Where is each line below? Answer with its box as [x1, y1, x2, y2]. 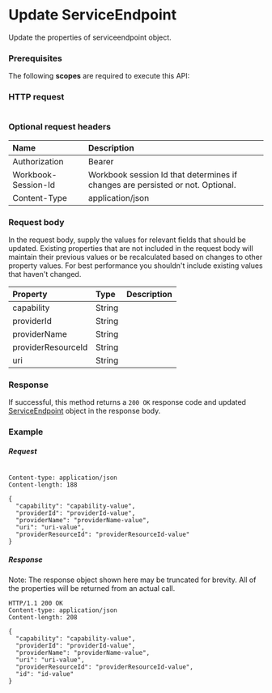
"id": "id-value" [15, 670, 74, 678]
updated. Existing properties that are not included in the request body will [8, 244, 253, 253]
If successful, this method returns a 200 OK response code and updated [8, 398, 247, 407]
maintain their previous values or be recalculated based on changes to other [8, 253, 263, 262]
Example [8, 427, 44, 438]
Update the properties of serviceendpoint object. [8, 32, 172, 42]
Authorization [12, 155, 64, 167]
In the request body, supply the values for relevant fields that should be [8, 235, 247, 244]
